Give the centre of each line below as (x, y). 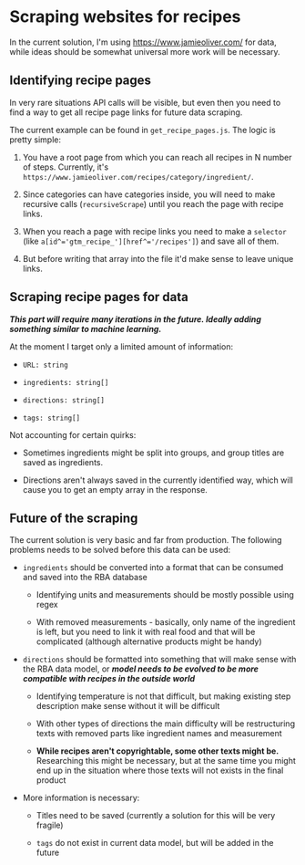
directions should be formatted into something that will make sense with (159, 660)
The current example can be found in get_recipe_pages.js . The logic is (142, 130)
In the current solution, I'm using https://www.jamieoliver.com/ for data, (143, 42)
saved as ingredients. (63, 462)
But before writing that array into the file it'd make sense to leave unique (158, 258)
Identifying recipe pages (81, 81)
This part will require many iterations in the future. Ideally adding (136, 319)
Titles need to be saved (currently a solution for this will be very (156, 816)
